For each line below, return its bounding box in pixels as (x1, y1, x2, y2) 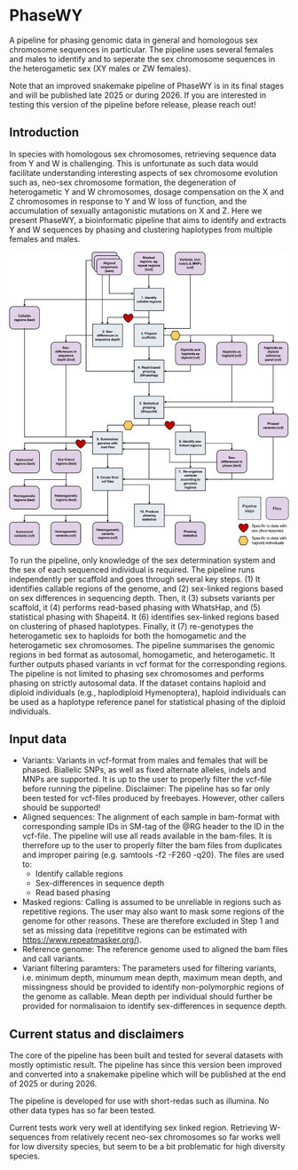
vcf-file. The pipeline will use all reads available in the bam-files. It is (21, 830, 272, 841)
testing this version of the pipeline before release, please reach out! (9, 99, 256, 109)
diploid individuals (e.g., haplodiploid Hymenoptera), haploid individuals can (9, 686, 286, 698)
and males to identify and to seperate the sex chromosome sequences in (9, 53, 276, 64)
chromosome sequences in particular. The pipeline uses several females (9, 44, 274, 54)
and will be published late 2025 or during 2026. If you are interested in (9, 90, 267, 100)
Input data (9, 732, 67, 747)
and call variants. (21, 953, 85, 965)
